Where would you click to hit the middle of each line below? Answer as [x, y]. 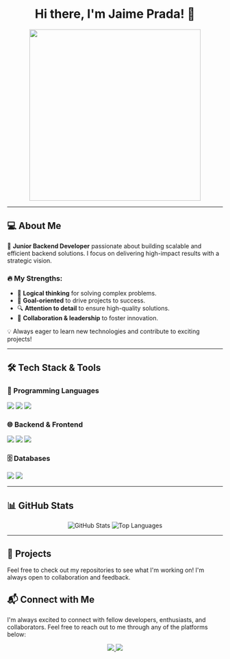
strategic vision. [30, 261]
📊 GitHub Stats [40, 506]
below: [16, 634]
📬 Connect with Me [51, 600]
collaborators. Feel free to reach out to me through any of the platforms [107, 627]
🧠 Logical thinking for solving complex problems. [87, 293]
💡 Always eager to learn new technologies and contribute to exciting [103, 331]
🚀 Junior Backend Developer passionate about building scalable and [104, 245]
